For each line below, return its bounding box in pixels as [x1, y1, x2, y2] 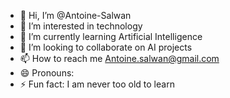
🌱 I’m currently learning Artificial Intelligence [19, 31, 203, 42]
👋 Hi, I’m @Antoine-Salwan [19, 10, 132, 21]
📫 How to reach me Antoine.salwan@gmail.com [19, 53, 220, 64]
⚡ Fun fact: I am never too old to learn [19, 78, 175, 90]
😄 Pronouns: [19, 67, 75, 79]
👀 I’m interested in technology [19, 20, 143, 32]
